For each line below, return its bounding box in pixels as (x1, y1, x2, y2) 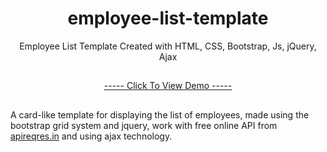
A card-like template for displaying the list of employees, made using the (10, 108, 310, 121)
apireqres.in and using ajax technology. (10, 130, 173, 142)
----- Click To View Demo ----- (103, 80, 233, 92)
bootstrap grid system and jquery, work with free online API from (10, 119, 278, 131)
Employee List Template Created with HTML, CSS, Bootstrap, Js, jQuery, (19, 40, 317, 52)
